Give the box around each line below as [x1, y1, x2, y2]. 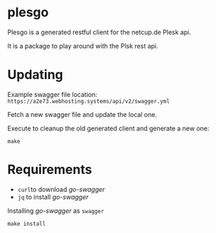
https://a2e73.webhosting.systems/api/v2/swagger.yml [7, 98, 171, 105]
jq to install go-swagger [17, 192, 89, 201]
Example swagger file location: [7, 90, 98, 98]
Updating [7, 67, 64, 83]
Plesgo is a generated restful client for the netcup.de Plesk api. [7, 28, 192, 36]
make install [7, 220, 46, 227]
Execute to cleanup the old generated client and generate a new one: [7, 124, 210, 133]
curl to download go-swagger [17, 185, 105, 193]
